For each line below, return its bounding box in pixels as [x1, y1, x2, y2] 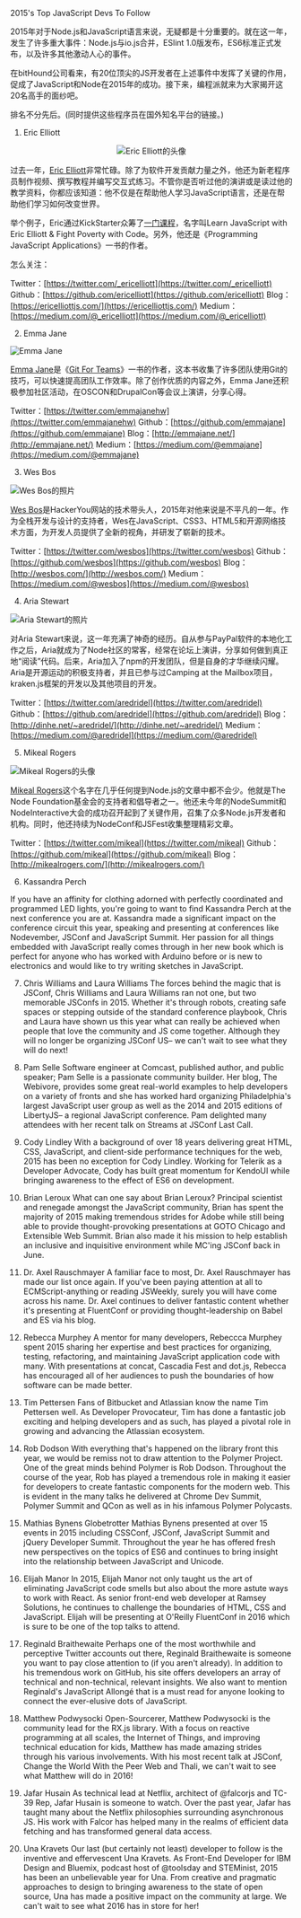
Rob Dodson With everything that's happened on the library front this [22, 1443, 279, 1454]
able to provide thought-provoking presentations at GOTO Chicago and [22, 1221, 286, 1231]
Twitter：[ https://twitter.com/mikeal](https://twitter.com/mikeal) [10, 838, 245, 848]
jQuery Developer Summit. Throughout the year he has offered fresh [22, 1537, 276, 1547]
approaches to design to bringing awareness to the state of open [22, 1881, 263, 1892]
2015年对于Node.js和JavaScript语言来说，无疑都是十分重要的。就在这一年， [10, 26, 292, 37]
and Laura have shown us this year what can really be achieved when [22, 1016, 280, 1026]
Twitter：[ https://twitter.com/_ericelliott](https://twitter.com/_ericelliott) [10, 278, 272, 288]
